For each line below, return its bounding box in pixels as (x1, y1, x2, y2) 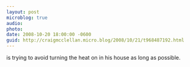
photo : (6, 26, 23, 32)
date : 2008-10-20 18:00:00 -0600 (6, 32, 92, 38)
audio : (6, 20, 23, 26)
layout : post (6, 9, 40, 15)
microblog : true (6, 15, 48, 21)
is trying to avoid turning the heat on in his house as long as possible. (6, 54, 181, 61)
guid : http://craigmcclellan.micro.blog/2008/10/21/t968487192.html (6, 37, 185, 43)
